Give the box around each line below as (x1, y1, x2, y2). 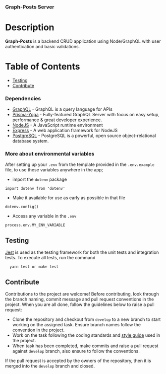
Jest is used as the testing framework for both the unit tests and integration (5, 249, 159, 255)
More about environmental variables (5, 150, 95, 157)
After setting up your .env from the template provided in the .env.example (5, 161, 155, 167)
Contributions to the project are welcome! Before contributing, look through (5, 291, 159, 297)
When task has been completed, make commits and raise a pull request (12, 343, 159, 349)
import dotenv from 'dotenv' (5, 186, 65, 191)
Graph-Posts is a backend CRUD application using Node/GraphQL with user (5, 38, 161, 44)
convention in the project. (12, 327, 65, 333)
